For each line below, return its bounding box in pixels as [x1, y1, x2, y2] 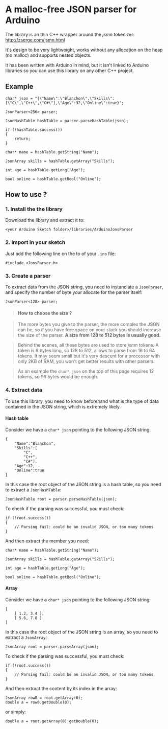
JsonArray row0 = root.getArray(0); [5, 695, 83, 700]
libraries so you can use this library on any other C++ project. [5, 67, 134, 74]
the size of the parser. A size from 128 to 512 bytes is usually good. [17, 332, 161, 338]
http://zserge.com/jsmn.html [5, 37, 65, 43]
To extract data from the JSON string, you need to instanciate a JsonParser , [5, 284, 163, 290]
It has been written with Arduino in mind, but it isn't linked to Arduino [5, 62, 149, 68]
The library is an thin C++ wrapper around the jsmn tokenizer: [5, 31, 135, 37]
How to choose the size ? [17, 310, 72, 316]
